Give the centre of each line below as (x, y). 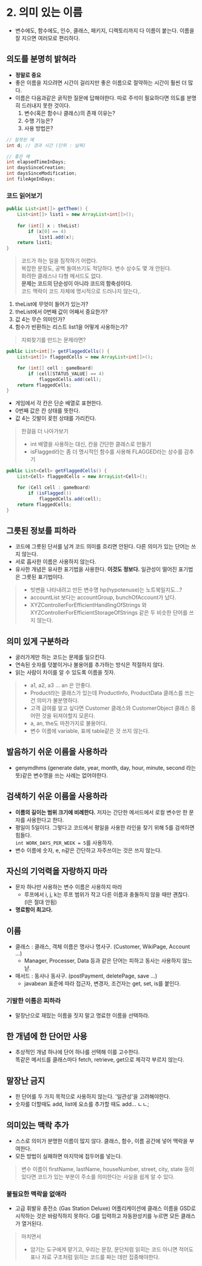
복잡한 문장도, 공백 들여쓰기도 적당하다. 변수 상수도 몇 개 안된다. (96, 268)
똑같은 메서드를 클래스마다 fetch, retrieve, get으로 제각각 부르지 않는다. (99, 1060)
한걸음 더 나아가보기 (45, 431)
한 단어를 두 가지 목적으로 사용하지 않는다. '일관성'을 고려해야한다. (93, 1097)
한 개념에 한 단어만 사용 (47, 1036)
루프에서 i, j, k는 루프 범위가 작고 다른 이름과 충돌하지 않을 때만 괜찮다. (107, 895)
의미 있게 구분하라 (38, 641)
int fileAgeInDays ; (31, 179)
